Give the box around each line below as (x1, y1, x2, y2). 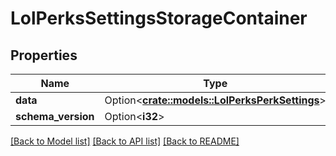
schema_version (15, 110, 95, 123)
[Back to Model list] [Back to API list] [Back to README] (10, 135, 240, 147)
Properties (10, 47, 78, 64)
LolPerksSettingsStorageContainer (10, 7, 308, 30)
